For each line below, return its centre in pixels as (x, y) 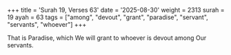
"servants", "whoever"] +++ (47, 24)
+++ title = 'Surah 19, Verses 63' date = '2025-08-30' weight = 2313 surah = (116, 10)
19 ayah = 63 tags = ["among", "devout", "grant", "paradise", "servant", (108, 17)
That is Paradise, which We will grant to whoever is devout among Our (107, 38)
